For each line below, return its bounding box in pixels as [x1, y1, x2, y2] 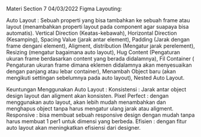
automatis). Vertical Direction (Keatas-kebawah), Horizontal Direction [6, 29, 177, 37]
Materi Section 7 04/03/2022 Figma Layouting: [6, 5, 122, 12]
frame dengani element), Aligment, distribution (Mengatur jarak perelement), [6, 42, 195, 49]
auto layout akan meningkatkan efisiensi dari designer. [6, 124, 141, 131]
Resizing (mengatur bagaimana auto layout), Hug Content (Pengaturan [6, 49, 181, 56]
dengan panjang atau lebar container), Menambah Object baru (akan [6, 68, 176, 75]
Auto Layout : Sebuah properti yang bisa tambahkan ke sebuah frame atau [6, 17, 190, 23]
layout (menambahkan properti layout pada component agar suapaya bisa [6, 23, 189, 30]
